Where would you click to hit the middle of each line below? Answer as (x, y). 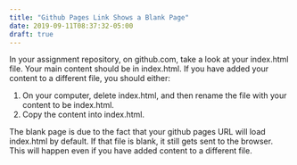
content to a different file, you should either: (90, 78)
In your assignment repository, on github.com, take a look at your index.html (149, 60)
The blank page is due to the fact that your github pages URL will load (137, 132)
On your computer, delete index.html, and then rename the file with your (154, 95)
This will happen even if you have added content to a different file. (131, 151)
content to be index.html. (68, 105)
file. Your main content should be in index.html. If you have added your (139, 69)
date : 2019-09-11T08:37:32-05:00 (71, 26)
